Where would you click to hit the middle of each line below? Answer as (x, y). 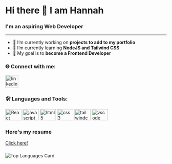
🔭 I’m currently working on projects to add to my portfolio (74, 43)
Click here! (17, 143)
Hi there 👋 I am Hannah (55, 11)
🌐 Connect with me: (31, 67)
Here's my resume (29, 132)
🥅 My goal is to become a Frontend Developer (62, 53)
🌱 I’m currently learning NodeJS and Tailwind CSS (66, 48)
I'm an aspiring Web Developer (44, 27)
